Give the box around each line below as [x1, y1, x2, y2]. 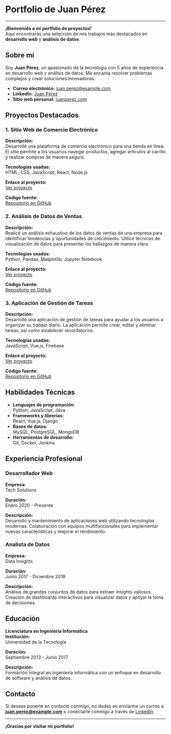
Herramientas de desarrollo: [12, 434, 74, 440]
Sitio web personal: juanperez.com [12, 96, 88, 102]
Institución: [5, 633, 31, 640]
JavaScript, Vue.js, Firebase [5, 343, 65, 349]
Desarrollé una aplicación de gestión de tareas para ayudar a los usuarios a [5, 317, 164, 323]
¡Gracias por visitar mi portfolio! [5, 723, 74, 729]
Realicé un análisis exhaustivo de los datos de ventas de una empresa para [5, 230, 163, 236]
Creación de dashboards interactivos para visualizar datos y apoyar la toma [5, 594, 164, 600]
